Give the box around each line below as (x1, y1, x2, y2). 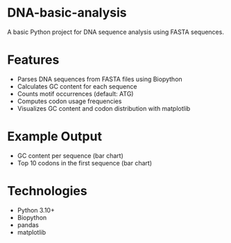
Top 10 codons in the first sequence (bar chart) (17, 159, 153, 167)
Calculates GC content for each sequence (17, 82, 137, 91)
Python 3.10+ (17, 206, 55, 214)
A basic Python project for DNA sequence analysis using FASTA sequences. (7, 28, 224, 36)
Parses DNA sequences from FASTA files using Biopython (17, 75, 182, 83)
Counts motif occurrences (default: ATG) (17, 89, 134, 98)
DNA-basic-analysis (7, 5, 127, 21)
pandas (17, 220, 40, 229)
